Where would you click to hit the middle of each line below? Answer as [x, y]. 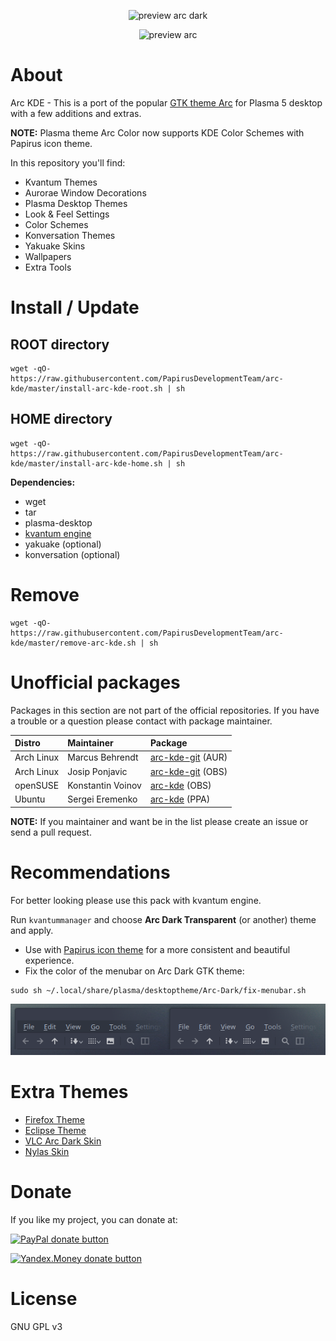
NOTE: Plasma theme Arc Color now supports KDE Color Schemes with [157, 132]
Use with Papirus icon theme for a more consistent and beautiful [157, 949]
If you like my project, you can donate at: [94, 1219]
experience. [49, 960]
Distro [27, 743]
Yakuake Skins [55, 246]
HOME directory [61, 419]
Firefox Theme [54, 1119]
